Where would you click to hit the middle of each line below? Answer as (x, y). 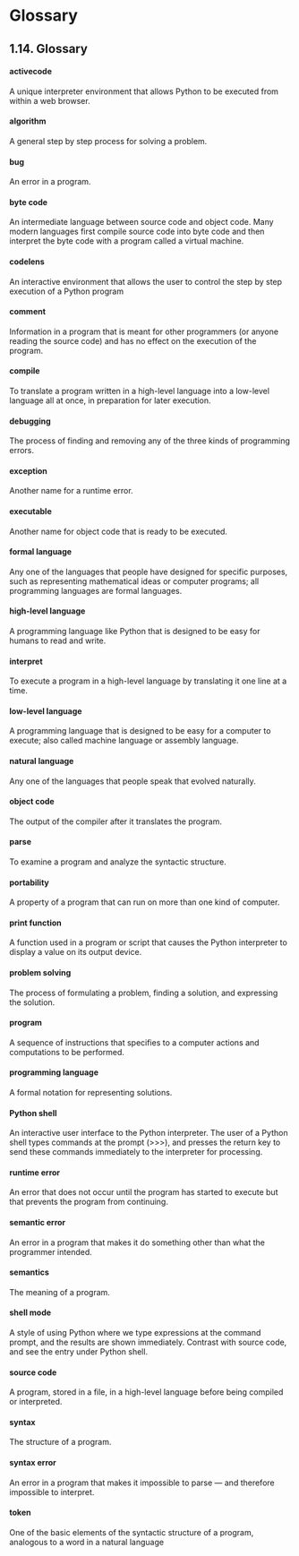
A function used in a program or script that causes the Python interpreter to (149, 942)
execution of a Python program (66, 291)
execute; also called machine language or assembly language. (124, 741)
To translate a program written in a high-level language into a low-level (140, 391)
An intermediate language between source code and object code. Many (142, 222)
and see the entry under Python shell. (79, 1352)
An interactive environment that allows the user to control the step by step (146, 281)
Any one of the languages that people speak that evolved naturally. (133, 781)
